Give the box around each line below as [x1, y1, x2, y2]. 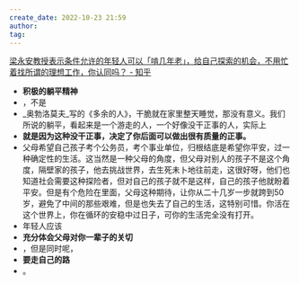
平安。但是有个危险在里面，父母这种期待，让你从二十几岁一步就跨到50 [22, 187, 285, 198]
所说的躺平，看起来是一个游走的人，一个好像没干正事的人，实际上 [22, 120, 267, 130]
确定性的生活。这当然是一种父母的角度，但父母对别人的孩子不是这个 [30, 154, 283, 164]
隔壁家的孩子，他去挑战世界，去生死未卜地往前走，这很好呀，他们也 [38, 164, 290, 175]
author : [9, 22, 39, 31]
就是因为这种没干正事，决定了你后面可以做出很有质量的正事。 [22, 131, 251, 142]
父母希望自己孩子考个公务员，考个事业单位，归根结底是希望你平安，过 [22, 142, 283, 153]
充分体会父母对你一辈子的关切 [22, 232, 133, 243]
